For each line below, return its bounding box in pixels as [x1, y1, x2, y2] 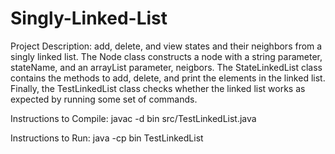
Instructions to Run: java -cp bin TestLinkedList [10, 132, 204, 144]
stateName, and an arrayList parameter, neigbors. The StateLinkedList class [10, 61, 323, 73]
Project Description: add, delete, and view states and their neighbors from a [10, 40, 323, 52]
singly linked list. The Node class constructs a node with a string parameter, [10, 50, 323, 62]
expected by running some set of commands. [10, 93, 198, 105]
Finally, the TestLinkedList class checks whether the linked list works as [10, 82, 306, 94]
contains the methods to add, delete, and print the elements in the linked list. [10, 72, 326, 84]
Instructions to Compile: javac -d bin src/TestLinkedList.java [10, 112, 257, 124]
